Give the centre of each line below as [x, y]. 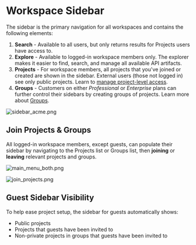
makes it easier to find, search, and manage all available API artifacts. [98, 63]
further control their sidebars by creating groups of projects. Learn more [102, 94]
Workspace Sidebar [55, 11]
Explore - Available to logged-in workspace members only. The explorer [102, 57]
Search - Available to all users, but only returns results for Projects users [102, 44]
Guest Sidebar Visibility [50, 198]
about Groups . [32, 100]
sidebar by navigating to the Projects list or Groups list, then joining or [91, 150]
